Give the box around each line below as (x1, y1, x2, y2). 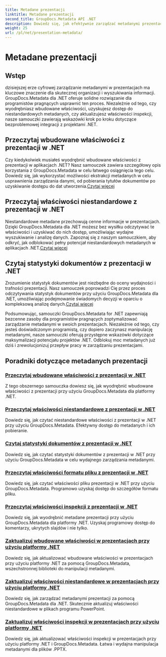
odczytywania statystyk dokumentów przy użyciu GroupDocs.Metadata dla (5, 291, 159, 297)
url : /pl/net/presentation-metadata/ (5, 30, 83, 35)
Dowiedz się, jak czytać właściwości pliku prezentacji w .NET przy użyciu (5, 480, 155, 486)
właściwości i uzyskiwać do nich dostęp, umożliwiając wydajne (5, 229, 134, 235)
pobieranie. (5, 428, 29, 434)
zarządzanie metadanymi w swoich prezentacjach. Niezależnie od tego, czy (5, 321, 160, 328)
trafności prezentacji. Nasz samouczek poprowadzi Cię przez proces (5, 285, 146, 291)
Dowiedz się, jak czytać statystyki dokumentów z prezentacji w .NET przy (5, 451, 156, 457)
